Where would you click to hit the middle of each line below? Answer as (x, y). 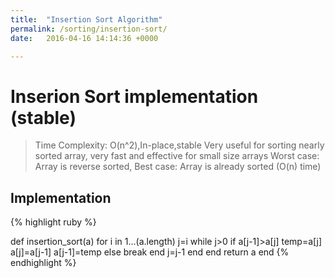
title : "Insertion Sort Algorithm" (86, 19)
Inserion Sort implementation (134, 96)
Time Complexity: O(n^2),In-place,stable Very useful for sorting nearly (179, 145)
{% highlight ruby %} (53, 222)
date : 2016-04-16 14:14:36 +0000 (84, 38)
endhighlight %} (43, 263)
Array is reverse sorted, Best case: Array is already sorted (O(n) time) (178, 167)
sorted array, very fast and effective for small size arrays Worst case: (177, 156)
